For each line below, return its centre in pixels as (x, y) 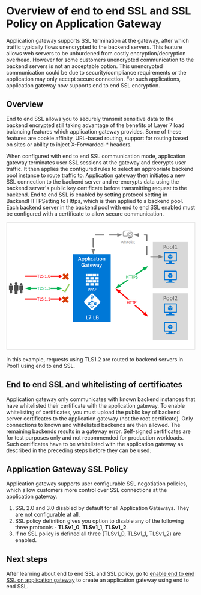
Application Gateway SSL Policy (67, 469)
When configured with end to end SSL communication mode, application (96, 156)
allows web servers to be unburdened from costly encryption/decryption (96, 53)
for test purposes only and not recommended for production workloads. (95, 437)
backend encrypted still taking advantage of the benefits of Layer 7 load (95, 125)
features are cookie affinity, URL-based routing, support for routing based (97, 138)
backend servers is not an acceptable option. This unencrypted (85, 66)
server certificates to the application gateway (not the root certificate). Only (100, 418)
